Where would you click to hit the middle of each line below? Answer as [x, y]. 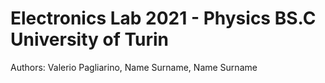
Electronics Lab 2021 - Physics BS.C [163, 18]
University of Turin [90, 39]
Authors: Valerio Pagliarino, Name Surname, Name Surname [134, 67]
